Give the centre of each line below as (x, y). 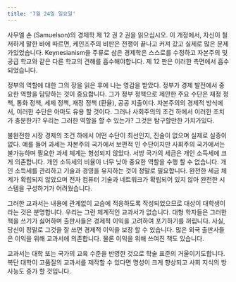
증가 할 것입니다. (49, 271)
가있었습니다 (25, 52)
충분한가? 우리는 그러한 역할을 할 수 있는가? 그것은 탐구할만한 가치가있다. (114, 120)
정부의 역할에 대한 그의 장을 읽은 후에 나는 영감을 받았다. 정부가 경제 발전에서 (112, 85)
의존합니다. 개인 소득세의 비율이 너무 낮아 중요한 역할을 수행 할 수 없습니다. (117, 161)
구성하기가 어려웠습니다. (59, 188)
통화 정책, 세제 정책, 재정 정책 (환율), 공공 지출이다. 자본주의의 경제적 (111, 102)
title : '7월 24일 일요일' (42, 14)
